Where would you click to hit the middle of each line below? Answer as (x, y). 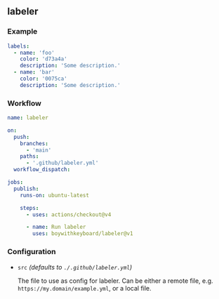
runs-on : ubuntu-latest (55, 195)
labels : (19, 46)
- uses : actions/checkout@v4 (68, 214)
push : (22, 137)
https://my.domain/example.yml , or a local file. (85, 288)
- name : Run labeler (56, 227)
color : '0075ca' (44, 79)
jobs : (15, 182)
